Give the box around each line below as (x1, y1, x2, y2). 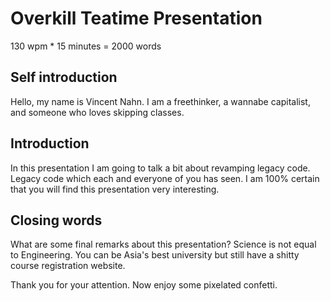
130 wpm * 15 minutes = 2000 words (10, 40, 162, 52)
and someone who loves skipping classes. (10, 106, 185, 118)
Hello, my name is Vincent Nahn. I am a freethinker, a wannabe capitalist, (10, 95, 311, 107)
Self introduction (10, 69, 118, 86)
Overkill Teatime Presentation (10, 7, 263, 30)
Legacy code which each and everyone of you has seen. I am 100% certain (10, 172, 320, 184)
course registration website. (10, 260, 126, 272)
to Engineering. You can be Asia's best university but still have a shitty (10, 249, 300, 261)
